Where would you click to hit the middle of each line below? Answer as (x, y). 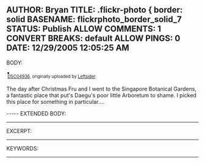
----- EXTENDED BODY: (36, 113)
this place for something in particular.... (56, 101)
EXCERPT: (19, 131)
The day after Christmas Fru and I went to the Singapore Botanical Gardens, (102, 89)
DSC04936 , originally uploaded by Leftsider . (52, 76)
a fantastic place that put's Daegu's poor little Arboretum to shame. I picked (102, 95)
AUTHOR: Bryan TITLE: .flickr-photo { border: (95, 10)
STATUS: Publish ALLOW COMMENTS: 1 (84, 29)
